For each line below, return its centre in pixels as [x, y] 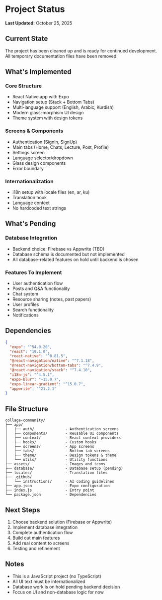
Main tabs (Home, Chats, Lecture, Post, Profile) [61, 147]
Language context [31, 203]
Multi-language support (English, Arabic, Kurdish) [63, 107]
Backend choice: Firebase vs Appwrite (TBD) [58, 249]
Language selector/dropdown [43, 158]
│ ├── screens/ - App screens [50, 447]
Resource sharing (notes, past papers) [52, 299]
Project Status [35, 9]
